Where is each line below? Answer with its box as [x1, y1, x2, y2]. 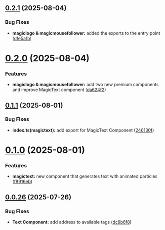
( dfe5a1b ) [12, 35, 32, 41]
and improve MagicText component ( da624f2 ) [12, 87, 106, 93]
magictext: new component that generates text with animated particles [12, 173, 158, 180]
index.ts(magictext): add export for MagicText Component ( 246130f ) [12, 127, 154, 133]
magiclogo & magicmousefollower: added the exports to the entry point [12, 30, 161, 36]
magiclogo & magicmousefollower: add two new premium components [12, 82, 159, 88]
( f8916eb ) [12, 179, 33, 184]
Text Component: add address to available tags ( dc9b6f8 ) [12, 219, 132, 225]
